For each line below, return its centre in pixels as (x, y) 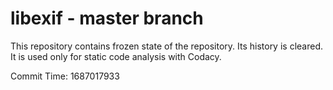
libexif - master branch (107, 18)
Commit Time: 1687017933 (65, 76)
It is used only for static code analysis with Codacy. (116, 56)
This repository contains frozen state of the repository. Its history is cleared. (166, 46)
